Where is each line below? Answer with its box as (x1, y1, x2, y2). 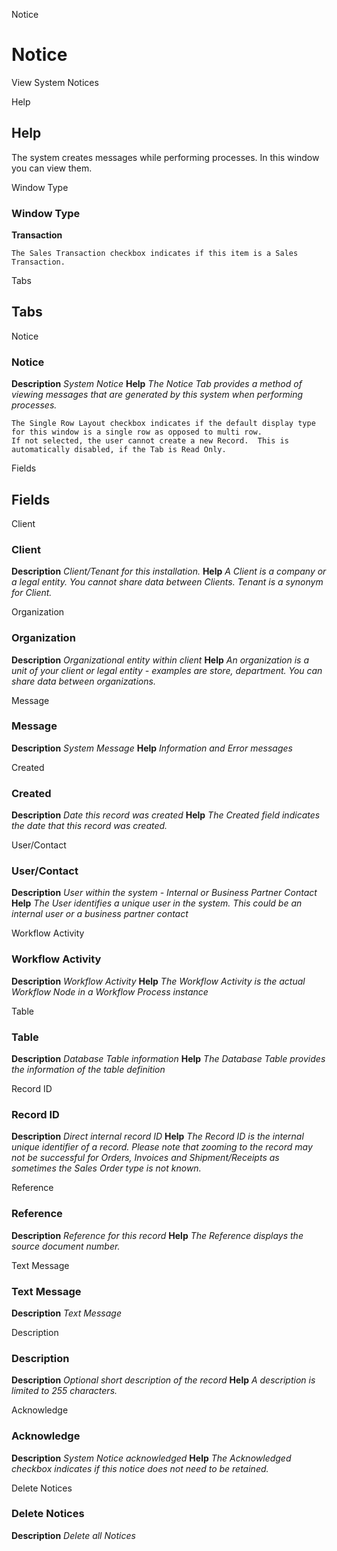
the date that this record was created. (11, 820, 168, 832)
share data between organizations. (11, 675, 156, 687)
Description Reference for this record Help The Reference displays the (11, 1229, 304, 1241)
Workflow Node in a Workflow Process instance (11, 985, 209, 998)
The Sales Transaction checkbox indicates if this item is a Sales (11, 249, 299, 259)
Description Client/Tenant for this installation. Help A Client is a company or (11, 565, 327, 578)
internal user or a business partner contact (11, 908, 189, 920)
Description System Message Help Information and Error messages (11, 742, 293, 754)
